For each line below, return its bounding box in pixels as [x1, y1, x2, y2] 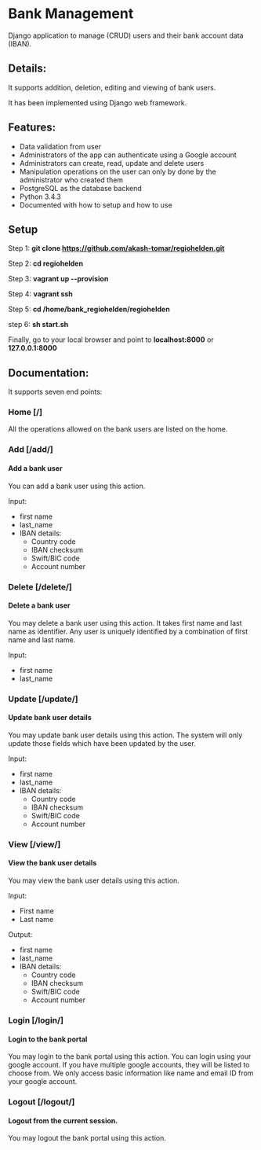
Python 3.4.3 [19, 192, 61, 201]
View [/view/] [8, 839, 61, 850]
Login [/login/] [8, 1015, 64, 1026]
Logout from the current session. [8, 1115, 118, 1125]
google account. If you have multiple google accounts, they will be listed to [8, 1060, 250, 1070]
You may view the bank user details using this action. [8, 876, 180, 885]
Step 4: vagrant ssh [8, 289, 73, 299]
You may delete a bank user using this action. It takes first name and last [8, 618, 242, 627]
